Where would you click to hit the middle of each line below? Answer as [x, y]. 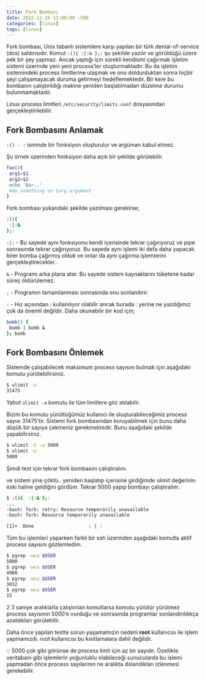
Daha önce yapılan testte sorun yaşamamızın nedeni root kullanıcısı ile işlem [102, 632]
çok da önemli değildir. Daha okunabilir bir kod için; [71, 311]
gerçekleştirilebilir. [30, 110]
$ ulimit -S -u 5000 [33, 446]
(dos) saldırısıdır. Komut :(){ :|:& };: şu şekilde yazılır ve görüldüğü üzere [102, 53]
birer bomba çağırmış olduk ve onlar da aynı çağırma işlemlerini [86, 255]
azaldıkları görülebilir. [33, 620]
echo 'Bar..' [26, 185]
